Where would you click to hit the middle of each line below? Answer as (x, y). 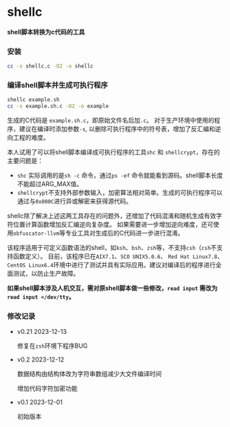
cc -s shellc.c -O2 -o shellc (50, 66)
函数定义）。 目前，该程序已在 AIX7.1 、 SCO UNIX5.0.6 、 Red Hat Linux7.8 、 (118, 256)
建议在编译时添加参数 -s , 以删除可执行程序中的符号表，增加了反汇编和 (117, 129)
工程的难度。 (31, 138)
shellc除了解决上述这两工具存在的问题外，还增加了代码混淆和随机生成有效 (112, 216)
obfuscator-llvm (36, 234)
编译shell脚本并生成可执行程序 (58, 85)
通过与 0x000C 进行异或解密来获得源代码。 (74, 201)
